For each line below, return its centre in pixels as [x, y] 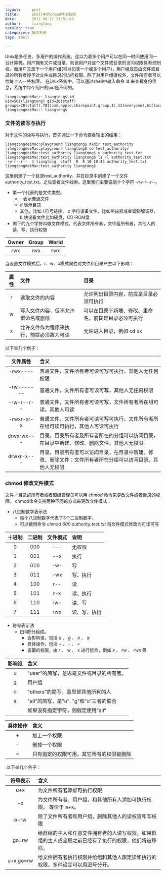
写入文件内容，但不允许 [47, 311]
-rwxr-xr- [21, 419]
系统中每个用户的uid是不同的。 [45, 87]
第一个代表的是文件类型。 [38, 193]
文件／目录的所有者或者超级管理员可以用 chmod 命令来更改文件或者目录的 [81, 495]
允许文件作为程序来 [42, 328]
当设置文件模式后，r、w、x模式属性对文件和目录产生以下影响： [70, 264]
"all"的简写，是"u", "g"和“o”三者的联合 [72, 701]
